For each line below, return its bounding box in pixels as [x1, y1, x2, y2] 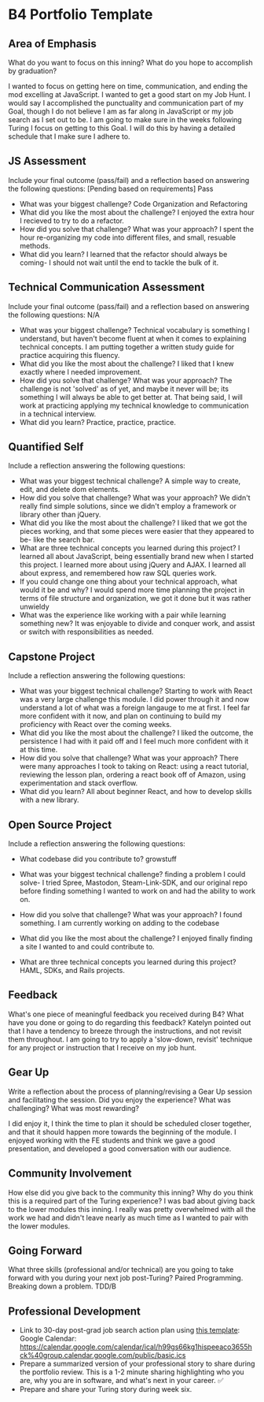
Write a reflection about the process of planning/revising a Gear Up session [8, 1087, 253, 1096]
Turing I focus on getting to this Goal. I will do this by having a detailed [8, 124, 236, 132]
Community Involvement [8, 1167, 132, 1180]
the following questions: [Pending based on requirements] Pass [8, 184, 214, 193]
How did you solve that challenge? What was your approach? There [19, 753, 239, 763]
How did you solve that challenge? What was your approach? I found [19, 910, 243, 919]
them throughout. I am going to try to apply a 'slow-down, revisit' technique [8, 1035, 253, 1044]
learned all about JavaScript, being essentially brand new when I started [19, 552, 254, 561]
